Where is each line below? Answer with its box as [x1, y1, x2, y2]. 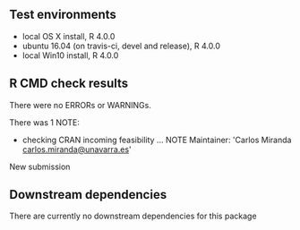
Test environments [9, 7, 116, 22]
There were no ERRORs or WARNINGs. [9, 99, 152, 110]
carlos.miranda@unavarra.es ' [21, 143, 132, 155]
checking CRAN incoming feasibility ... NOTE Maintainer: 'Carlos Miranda [21, 134, 292, 145]
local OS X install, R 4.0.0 [21, 30, 116, 41]
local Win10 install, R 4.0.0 [21, 49, 119, 61]
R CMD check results [9, 76, 129, 91]
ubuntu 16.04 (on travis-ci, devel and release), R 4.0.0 [21, 40, 221, 51]
